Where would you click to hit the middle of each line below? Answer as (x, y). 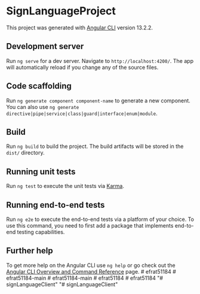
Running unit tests (41, 172)
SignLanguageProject (61, 11)
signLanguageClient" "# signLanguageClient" (62, 284)
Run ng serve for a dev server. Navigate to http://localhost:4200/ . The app (100, 60)
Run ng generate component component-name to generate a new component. (99, 101)
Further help (30, 251)
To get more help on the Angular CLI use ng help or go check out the (91, 265)
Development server (45, 46)
